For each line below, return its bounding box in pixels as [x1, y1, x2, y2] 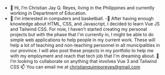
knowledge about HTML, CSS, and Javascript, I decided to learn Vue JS [10, 21, 160, 27]
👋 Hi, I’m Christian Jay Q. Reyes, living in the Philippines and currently [10, 5, 155, 11]
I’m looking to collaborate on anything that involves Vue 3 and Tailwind [10, 58, 157, 64]
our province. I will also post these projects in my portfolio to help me [10, 48, 154, 53]
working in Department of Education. [10, 10, 87, 16]
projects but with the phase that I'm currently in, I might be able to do [10, 32, 154, 37]
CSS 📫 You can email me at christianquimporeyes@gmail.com [10, 64, 140, 70]
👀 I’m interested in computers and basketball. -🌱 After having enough [10, 16, 154, 21]
